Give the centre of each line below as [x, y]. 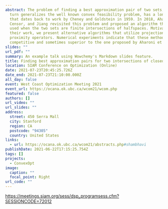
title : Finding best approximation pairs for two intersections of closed [85, 61]
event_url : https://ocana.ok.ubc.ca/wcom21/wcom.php [61, 89]
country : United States [34, 135]
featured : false [22, 93]
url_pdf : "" [17, 51]
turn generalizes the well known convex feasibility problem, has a [82, 14]
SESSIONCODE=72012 [28, 201]
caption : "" [22, 172]
